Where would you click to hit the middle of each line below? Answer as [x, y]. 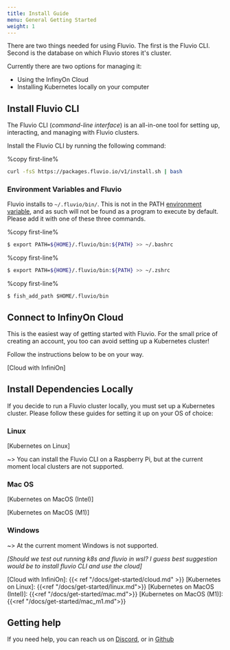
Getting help [34, 623]
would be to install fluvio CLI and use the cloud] [75, 566]
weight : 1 [21, 26]
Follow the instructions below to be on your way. [76, 354]
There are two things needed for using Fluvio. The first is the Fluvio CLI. [109, 46]
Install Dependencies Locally [70, 389]
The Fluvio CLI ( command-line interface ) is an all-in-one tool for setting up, [114, 125]
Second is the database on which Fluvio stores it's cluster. [89, 53]
